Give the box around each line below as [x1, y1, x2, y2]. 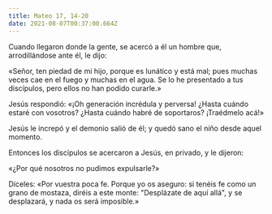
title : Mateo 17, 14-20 [8, 11, 89, 20]
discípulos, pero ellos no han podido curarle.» [8, 83, 162, 93]
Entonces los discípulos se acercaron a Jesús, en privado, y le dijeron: [8, 148, 244, 157]
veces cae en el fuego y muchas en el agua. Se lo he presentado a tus [8, 75, 244, 84]
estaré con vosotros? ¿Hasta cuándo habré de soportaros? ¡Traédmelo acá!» [8, 107, 265, 118]
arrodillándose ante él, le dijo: [8, 50, 107, 60]
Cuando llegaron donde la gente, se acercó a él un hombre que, [8, 41, 222, 51]
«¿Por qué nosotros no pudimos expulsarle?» [8, 163, 160, 173]
